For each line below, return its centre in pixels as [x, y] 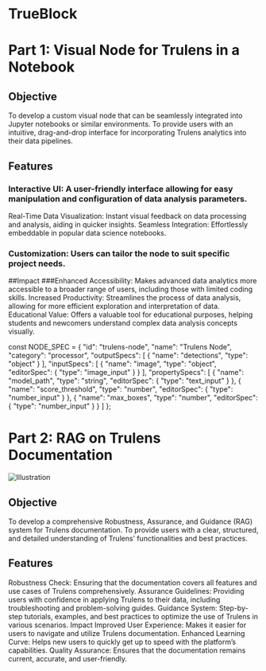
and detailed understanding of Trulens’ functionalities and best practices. [128, 538]
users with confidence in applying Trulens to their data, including [114, 599]
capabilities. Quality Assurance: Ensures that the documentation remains [127, 650]
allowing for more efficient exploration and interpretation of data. [114, 306]
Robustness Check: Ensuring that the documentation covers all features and [133, 583]
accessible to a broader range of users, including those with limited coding [131, 289]
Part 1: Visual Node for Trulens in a [124, 51]
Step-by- [233, 608]
